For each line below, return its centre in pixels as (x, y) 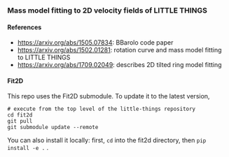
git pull (20, 121)
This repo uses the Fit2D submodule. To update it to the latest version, (109, 96)
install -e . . (28, 148)
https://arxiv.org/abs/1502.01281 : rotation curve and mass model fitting (119, 50)
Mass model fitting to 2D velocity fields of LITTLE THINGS (107, 10)
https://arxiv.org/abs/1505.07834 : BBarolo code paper (95, 43)
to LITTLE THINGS (44, 57)
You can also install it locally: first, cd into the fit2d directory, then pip (107, 140)
